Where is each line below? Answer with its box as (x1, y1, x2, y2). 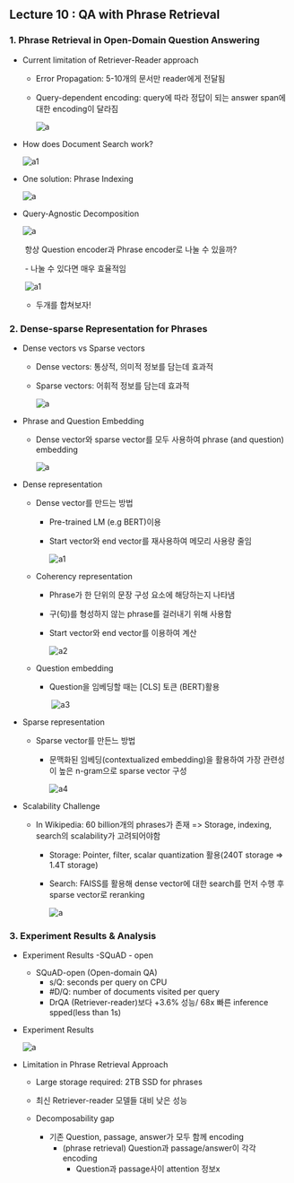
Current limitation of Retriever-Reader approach (22, 54, 199, 65)
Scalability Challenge (22, 800, 100, 811)
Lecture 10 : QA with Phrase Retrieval (9, 7, 220, 22)
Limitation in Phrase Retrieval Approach (22, 1059, 169, 1070)
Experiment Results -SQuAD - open (22, 950, 154, 961)
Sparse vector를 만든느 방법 (35, 735, 136, 745)
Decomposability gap (35, 1113, 115, 1124)
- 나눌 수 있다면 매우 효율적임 (24, 263, 127, 274)
